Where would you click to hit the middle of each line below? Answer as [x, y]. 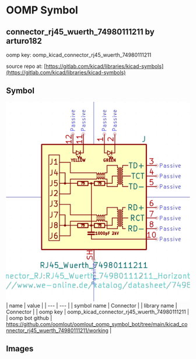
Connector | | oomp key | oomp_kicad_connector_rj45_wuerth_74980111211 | [98, 312]
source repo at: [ [26, 66]
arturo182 [24, 41]
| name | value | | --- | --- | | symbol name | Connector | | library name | [92, 305]
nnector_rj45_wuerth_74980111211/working [57, 330]
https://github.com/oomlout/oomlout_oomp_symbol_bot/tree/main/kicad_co [97, 324]
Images [20, 349]
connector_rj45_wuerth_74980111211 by [80, 32]
